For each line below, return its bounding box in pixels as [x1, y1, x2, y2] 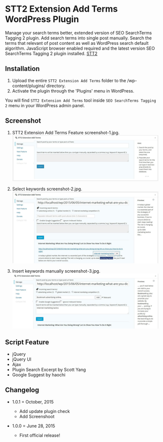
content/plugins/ [12, 83, 45, 89]
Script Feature [5, 338, 50, 347]
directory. [46, 83, 66, 89]
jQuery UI [12, 356, 32, 362]
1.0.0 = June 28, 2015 [12, 423, 55, 429]
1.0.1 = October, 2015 [12, 399, 54, 405]
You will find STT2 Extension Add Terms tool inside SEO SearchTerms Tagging [5, 97, 157, 103]
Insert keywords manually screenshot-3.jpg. [12, 268, 101, 274]
